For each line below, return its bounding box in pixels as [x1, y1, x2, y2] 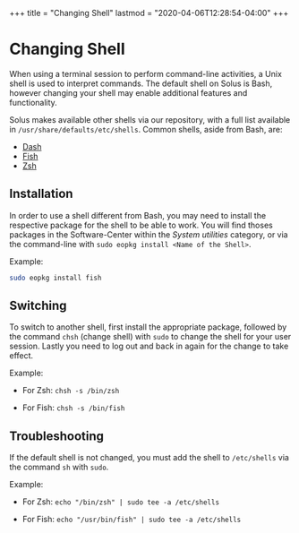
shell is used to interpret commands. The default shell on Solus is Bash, [9, 78, 273, 89]
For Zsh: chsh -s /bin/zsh [21, 385, 120, 396]
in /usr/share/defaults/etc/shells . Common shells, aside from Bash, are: [9, 124, 283, 134]
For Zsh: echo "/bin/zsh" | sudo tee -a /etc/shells [21, 496, 220, 507]
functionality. [9, 97, 58, 107]
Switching [9, 298, 67, 314]
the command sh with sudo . [9, 461, 109, 473]
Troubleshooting [9, 428, 105, 443]
